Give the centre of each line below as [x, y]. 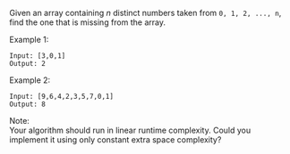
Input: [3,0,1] [38, 56]
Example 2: [30, 80]
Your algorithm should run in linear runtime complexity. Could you [130, 130]
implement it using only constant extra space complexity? [115, 140]
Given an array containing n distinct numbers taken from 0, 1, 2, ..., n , [145, 13]
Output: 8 [28, 104]
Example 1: [29, 40]
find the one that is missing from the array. [87, 22]
